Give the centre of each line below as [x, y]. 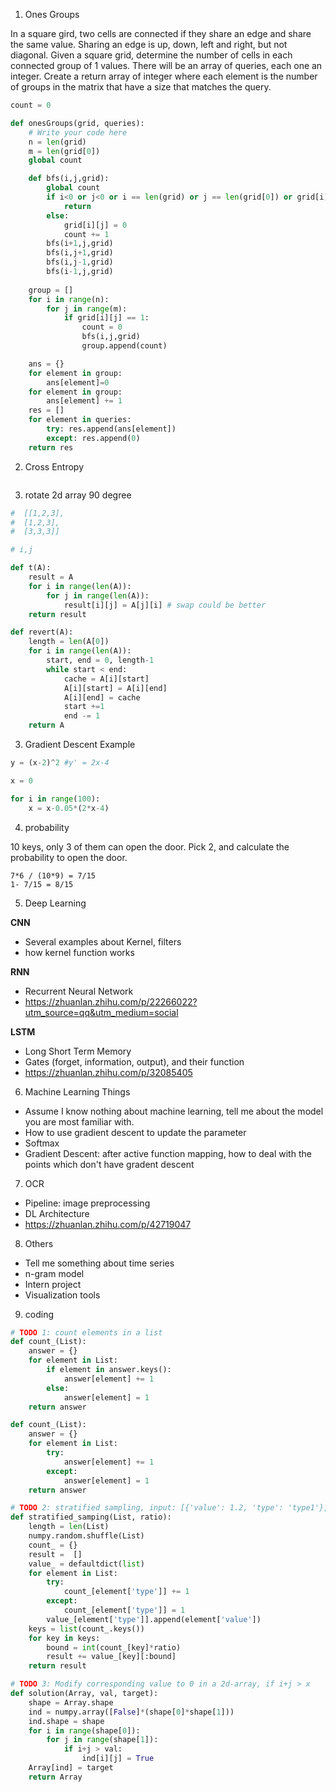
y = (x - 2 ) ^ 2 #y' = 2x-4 [60, 763]
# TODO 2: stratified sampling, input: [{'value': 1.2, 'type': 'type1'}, [169, 1508]
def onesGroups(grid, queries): [77, 123]
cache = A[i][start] [106, 679]
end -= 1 [82, 716]
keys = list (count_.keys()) [86, 1629]
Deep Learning [55, 903]
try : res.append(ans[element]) [111, 429]
